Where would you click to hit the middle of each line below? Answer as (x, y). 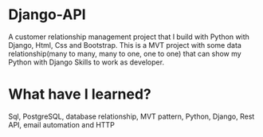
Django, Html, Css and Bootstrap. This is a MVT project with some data (125, 45)
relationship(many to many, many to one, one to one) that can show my (125, 53)
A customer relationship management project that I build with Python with (129, 37)
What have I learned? (80, 94)
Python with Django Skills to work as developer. (86, 62)
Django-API (47, 15)
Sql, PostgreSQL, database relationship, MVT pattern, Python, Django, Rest (131, 116)
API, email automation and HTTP (62, 124)
